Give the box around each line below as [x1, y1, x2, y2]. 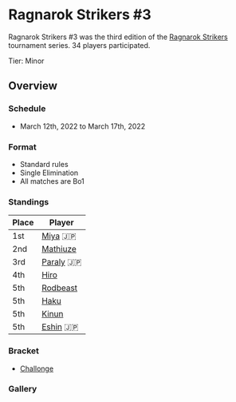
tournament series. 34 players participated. [8, 40, 151, 50]
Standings [8, 196, 49, 207]
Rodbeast [41, 282, 78, 293]
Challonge [19, 364, 54, 373]
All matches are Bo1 [19, 176, 85, 185]
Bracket [8, 345, 40, 356]
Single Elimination [19, 168, 79, 177]
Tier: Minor [8, 56, 45, 66]
